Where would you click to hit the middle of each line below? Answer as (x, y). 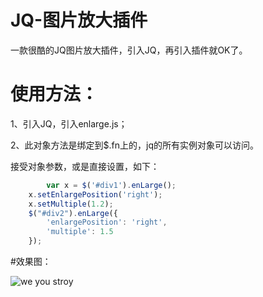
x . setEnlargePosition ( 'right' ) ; (95, 194)
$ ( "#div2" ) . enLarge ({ (73, 213)
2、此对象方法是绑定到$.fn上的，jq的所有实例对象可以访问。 (134, 145)
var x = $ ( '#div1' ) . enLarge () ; (111, 185)
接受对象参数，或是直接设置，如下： (85, 166)
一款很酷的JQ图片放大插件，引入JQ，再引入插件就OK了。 (129, 50)
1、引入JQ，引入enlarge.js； (69, 123)
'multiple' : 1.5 (80, 232)
